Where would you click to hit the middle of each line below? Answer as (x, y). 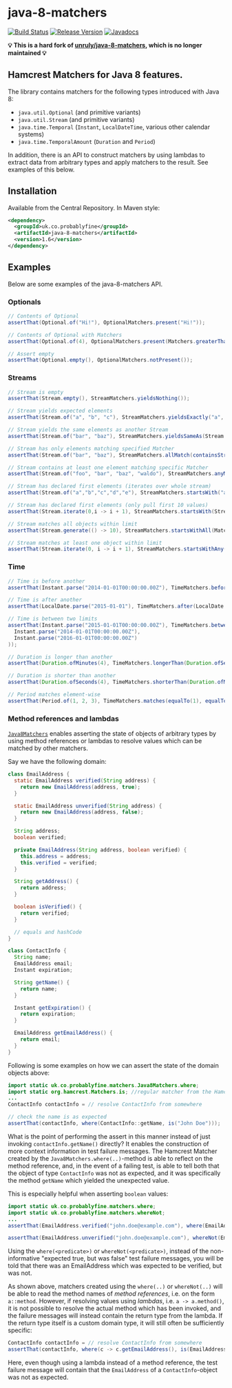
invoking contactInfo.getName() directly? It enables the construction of (108, 1143)
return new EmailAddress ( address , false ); (82, 812)
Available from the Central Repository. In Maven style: (84, 207)
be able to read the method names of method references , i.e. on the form (112, 1294)
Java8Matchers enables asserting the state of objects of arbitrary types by (112, 734)
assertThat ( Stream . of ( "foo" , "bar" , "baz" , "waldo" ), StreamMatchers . (111, 474)
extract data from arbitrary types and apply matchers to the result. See (108, 162)
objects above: (29, 1073)
